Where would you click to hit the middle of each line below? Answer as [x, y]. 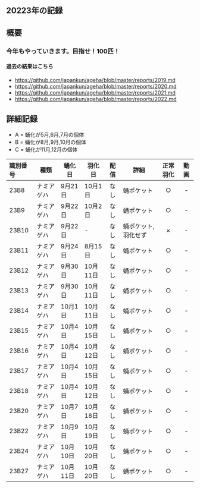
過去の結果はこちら [30, 67]
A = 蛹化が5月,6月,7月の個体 [49, 134]
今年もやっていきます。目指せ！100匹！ [63, 51]
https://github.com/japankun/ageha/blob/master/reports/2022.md [96, 99]
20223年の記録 [35, 11]
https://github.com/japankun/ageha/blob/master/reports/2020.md [96, 86]
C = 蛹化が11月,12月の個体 [46, 149]
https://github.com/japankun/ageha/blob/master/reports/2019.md [95, 80]
